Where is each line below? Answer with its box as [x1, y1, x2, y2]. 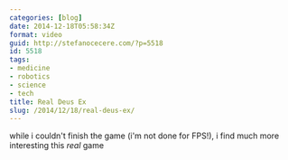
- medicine [9, 64, 51, 73]
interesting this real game [9, 140, 105, 151]
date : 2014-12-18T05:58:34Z [9, 22, 116, 31]
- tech [9, 89, 34, 98]
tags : [9, 55, 30, 64]
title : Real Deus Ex [9, 97, 88, 107]
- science [9, 80, 47, 89]
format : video [9, 30, 63, 39]
